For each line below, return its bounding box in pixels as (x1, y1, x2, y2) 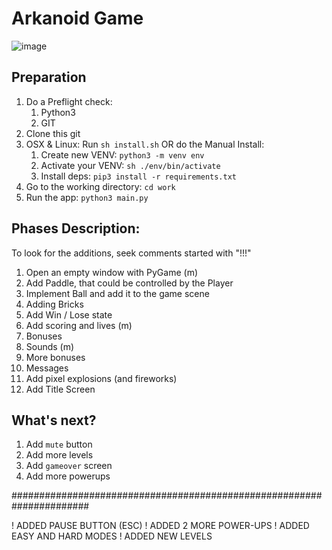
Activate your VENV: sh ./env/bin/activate (40, 159, 221, 171)
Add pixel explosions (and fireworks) (25, 372, 178, 384)
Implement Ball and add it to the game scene (25, 287, 210, 299)
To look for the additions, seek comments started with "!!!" (11, 247, 252, 259)
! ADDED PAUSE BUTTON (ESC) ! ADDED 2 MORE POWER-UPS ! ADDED (11, 520, 310, 532)
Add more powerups (25, 470, 111, 482)
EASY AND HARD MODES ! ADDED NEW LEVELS (11, 530, 213, 542)
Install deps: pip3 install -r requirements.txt (40, 170, 238, 182)
